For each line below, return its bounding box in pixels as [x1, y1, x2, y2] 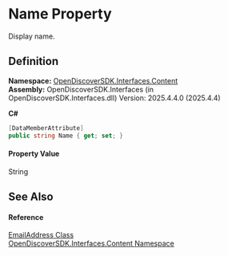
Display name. [8, 31, 55, 41]
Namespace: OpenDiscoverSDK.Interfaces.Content [8, 75, 178, 85]
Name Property [8, 5, 112, 23]
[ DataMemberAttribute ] [8, 124, 84, 132]
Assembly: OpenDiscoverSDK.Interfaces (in [8, 84, 154, 94]
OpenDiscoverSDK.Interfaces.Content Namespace [8, 238, 174, 249]
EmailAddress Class [8, 230, 74, 240]
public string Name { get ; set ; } [8, 132, 124, 140]
